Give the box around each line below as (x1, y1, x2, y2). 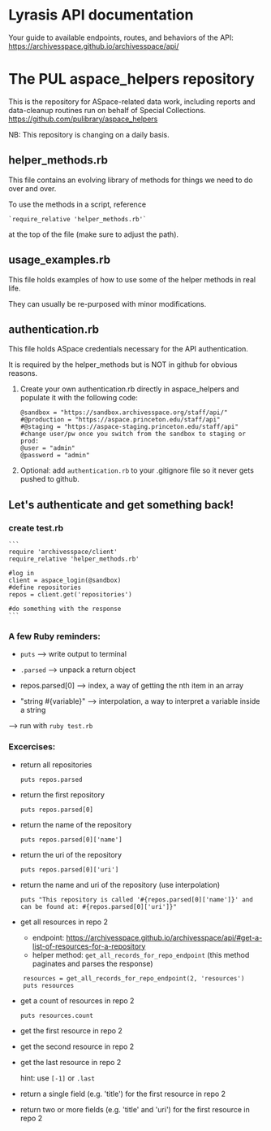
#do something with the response (8, 605, 122, 613)
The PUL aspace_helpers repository (8, 70, 256, 89)
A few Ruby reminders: (8, 631, 101, 642)
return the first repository (19, 789, 105, 799)
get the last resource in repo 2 (19, 1057, 122, 1067)
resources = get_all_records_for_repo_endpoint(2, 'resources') (23, 974, 245, 982)
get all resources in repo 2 (19, 917, 108, 927)
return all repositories (19, 759, 92, 770)
